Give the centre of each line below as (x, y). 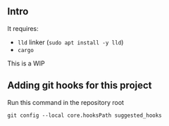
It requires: (23, 28)
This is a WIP (26, 63)
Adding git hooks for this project (80, 86)
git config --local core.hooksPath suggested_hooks (84, 115)
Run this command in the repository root (66, 102)
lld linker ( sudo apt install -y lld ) (70, 42)
